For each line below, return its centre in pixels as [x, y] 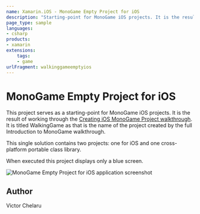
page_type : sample [29, 23]
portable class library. [54, 150]
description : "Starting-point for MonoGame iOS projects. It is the [93, 17]
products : [18, 39]
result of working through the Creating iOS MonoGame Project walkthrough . [99, 119]
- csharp [17, 34]
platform [16, 150]
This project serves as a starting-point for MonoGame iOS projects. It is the [98, 113]
